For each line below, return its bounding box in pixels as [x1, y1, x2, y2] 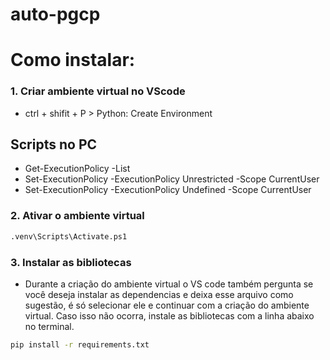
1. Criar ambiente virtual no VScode [10, 84, 186, 98]
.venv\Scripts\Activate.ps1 [10, 231, 128, 242]
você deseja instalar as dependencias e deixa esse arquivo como [24, 288, 294, 300]
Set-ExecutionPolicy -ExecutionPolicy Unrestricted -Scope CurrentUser [24, 173, 320, 185]
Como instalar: [10, 49, 136, 72]
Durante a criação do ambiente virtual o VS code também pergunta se [24, 278, 314, 290]
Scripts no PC [10, 136, 98, 153]
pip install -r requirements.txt [10, 339, 150, 350]
